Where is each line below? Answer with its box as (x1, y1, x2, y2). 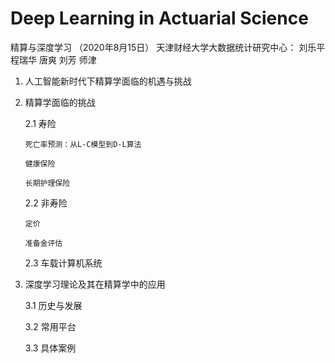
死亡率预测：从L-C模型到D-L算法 (24, 139, 142, 149)
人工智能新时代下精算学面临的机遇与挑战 (24, 75, 192, 87)
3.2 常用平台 (24, 320, 77, 332)
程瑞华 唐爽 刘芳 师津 (10, 53, 97, 66)
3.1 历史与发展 (24, 299, 83, 311)
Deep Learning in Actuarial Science (10, 7, 309, 30)
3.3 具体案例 (24, 342, 77, 354)
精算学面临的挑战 (24, 96, 96, 108)
